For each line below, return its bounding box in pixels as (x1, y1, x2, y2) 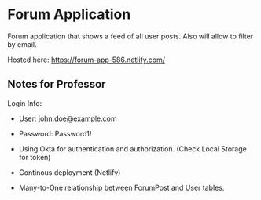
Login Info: (7, 98, 42, 107)
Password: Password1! (18, 129, 92, 138)
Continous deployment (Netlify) (18, 167, 121, 177)
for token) (18, 152, 51, 162)
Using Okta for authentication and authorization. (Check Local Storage (18, 144, 247, 154)
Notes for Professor (7, 78, 106, 91)
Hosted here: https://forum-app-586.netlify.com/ (7, 55, 166, 64)
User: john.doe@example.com (18, 114, 117, 123)
